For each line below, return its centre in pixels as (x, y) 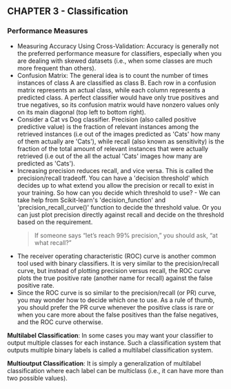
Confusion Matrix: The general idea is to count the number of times (113, 75)
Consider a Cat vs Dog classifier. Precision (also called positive (107, 119)
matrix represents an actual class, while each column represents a (111, 90)
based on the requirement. (55, 222)
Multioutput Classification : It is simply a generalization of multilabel (104, 363)
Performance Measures (48, 31)
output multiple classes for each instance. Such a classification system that (114, 342)
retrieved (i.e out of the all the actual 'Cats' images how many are (110, 156)
